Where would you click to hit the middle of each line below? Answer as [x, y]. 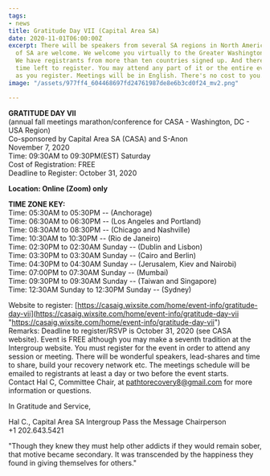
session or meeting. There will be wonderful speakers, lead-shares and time [134, 356]
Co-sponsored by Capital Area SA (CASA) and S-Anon [98, 138]
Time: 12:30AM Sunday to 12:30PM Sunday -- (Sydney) [100, 289]
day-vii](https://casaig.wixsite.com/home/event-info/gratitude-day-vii [124, 314]
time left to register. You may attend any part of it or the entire [134, 68]
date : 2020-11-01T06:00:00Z [55, 38]
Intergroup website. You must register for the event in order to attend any [129, 347]
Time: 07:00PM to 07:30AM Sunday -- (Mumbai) [88, 272]
